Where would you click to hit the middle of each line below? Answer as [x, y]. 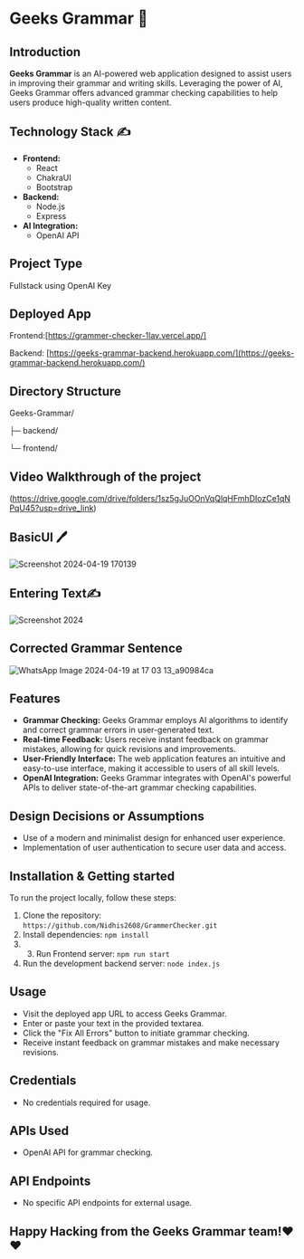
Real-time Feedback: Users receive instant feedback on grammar [145, 739]
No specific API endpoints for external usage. [107, 1203]
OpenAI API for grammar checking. [88, 1152]
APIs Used [39, 1130]
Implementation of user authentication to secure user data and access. [154, 848]
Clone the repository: [62, 915]
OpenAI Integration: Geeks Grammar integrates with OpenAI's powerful [157, 778]
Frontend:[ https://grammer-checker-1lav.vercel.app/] [108, 336]
